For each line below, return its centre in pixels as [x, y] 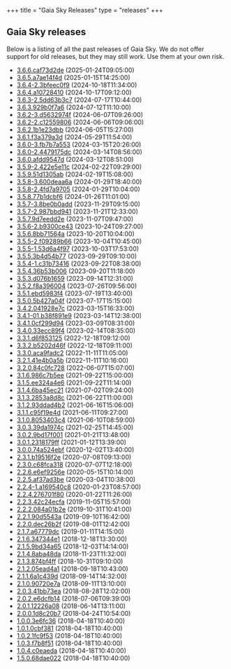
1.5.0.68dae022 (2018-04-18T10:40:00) [73, 658]
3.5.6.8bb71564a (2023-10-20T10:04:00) [76, 233]
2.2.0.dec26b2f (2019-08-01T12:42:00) [73, 524]
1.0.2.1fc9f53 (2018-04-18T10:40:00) [69, 635]
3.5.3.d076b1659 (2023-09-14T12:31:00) [75, 278]
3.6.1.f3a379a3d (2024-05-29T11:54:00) [74, 137]
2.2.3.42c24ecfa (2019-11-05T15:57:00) [74, 502]
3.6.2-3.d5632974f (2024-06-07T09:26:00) [80, 114]
